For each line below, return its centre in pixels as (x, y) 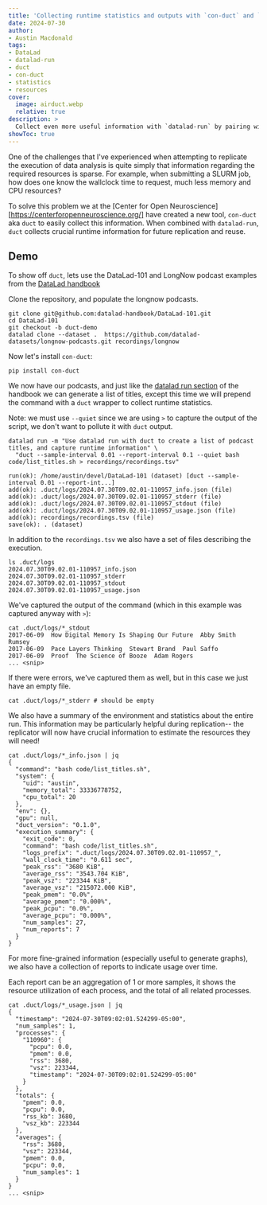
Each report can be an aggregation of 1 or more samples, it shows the (122, 982)
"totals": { (35, 1096)
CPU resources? (35, 190)
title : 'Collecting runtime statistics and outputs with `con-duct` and (131, 16)
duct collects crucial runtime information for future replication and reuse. (127, 231)
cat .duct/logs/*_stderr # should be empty (81, 701)
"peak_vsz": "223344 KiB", (67, 881)
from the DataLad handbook (54, 284)
